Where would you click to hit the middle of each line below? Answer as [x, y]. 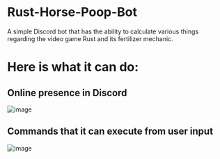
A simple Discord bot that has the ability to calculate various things [103, 31]
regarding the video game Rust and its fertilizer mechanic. [90, 38]
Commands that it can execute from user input [110, 131]
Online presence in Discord [67, 92]
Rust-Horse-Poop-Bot [72, 12]
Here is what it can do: [73, 67]
